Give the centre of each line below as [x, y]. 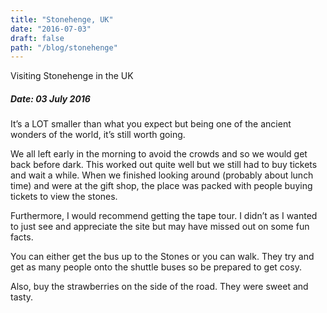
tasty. [22, 297]
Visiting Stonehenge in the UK [72, 76]
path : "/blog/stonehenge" [64, 47]
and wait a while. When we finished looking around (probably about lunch [162, 175]
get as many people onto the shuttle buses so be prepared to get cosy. [156, 267]
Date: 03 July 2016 [50, 98]
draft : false [37, 38]
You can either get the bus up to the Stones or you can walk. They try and [162, 257]
